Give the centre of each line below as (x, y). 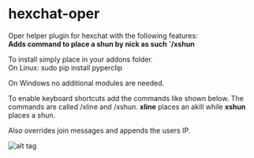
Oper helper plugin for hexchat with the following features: (103, 36)
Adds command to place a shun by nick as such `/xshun (101, 43)
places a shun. (32, 115)
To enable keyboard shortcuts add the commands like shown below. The (126, 98)
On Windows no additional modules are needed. (86, 83)
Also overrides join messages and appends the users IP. (99, 130)
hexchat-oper (54, 14)
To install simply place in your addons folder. (81, 59)
